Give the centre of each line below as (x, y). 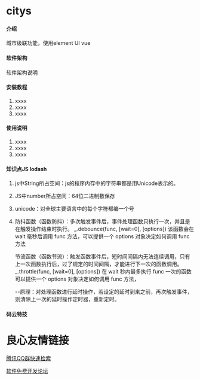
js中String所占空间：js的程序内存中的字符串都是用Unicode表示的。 (97, 183)
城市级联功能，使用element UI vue (48, 43)
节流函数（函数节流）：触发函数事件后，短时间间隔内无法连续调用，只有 (102, 257)
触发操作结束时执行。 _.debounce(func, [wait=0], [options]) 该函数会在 (107, 229)
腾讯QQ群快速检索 (29, 358)
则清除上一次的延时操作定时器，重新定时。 (67, 299)
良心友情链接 (38, 340)
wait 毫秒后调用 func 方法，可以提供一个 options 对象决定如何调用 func (102, 236)
